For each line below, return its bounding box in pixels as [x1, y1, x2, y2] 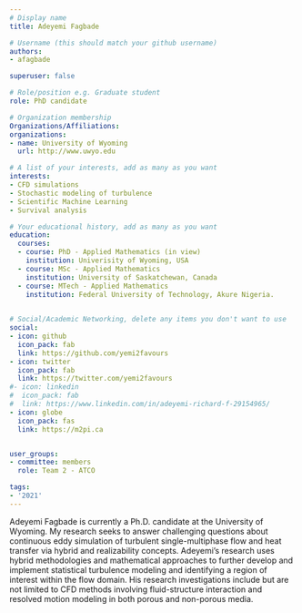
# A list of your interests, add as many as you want [9, 163, 218, 173]
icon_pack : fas [17, 416, 75, 425]
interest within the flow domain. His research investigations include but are [9, 574, 289, 585]
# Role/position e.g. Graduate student [9, 88, 161, 97]
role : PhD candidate [9, 97, 88, 106]
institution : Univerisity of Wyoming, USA [25, 256, 189, 265]
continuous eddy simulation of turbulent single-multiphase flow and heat [9, 535, 282, 547]
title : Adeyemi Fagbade [9, 22, 100, 31]
